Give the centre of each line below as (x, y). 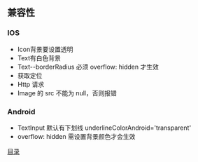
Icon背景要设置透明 (45, 49)
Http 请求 (31, 84)
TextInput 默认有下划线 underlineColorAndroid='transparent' (104, 128)
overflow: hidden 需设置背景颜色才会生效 (76, 136)
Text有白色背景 (39, 58)
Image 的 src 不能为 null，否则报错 (67, 93)
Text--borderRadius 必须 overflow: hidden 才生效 (88, 67)
